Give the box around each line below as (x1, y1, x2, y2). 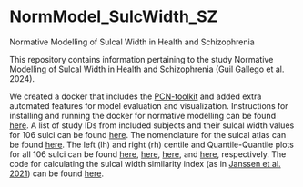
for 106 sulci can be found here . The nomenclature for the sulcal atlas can (9, 129, 287, 140)
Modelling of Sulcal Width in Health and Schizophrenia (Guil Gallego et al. (9, 64, 285, 74)
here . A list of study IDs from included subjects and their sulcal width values (9, 120, 295, 131)
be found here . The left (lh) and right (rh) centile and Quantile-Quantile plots (9, 139, 294, 150)
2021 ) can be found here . (9, 168, 105, 179)
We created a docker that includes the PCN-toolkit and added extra (9, 91, 262, 102)
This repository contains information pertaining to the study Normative (9, 54, 274, 64)
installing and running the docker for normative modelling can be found (9, 110, 276, 121)
